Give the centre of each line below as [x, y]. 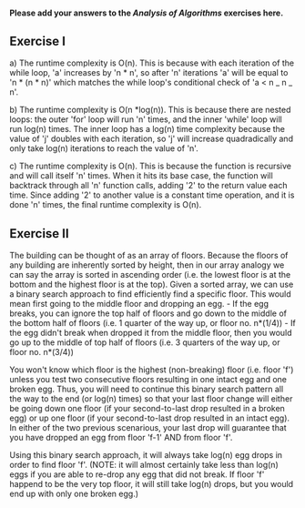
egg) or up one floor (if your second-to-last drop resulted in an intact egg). [149, 418]
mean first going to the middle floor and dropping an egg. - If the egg [139, 304]
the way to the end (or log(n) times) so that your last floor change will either [151, 399]
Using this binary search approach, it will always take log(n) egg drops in [146, 455]
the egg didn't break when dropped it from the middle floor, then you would [151, 333]
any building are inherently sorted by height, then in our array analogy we [147, 265]
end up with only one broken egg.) [74, 494]
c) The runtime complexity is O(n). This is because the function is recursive [151, 166]
